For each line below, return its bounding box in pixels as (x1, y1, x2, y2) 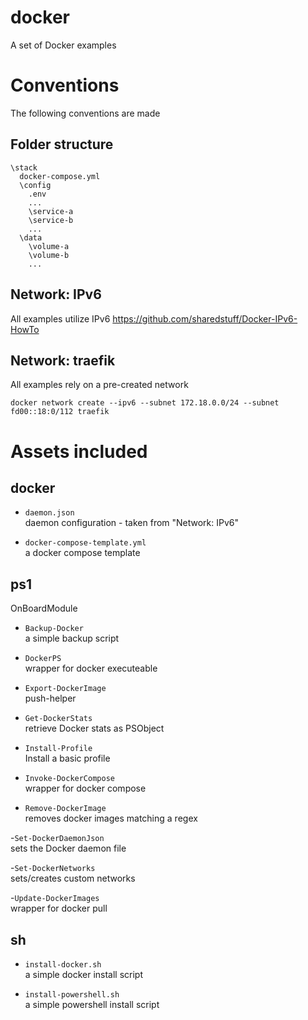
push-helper (24, 692, 77, 705)
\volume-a (28, 241, 70, 251)
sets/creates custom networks (10, 872, 136, 885)
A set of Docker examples (10, 39, 117, 51)
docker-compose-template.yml (24, 538, 147, 548)
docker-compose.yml (19, 171, 101, 181)
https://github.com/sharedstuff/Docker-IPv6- (112, 312, 298, 325)
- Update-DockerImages (10, 892, 100, 904)
